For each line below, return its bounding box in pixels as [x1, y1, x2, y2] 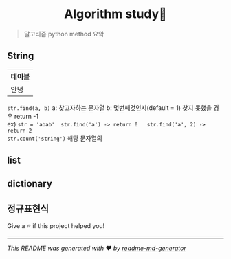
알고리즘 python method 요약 [23, 30, 104, 38]
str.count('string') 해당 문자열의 [7, 134, 103, 142]
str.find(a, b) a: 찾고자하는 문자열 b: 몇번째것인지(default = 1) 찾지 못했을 [7, 103, 212, 112]
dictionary [7, 178, 53, 190]
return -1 [14, 112, 39, 120]
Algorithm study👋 [64, 6, 167, 22]
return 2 [7, 127, 32, 134]
